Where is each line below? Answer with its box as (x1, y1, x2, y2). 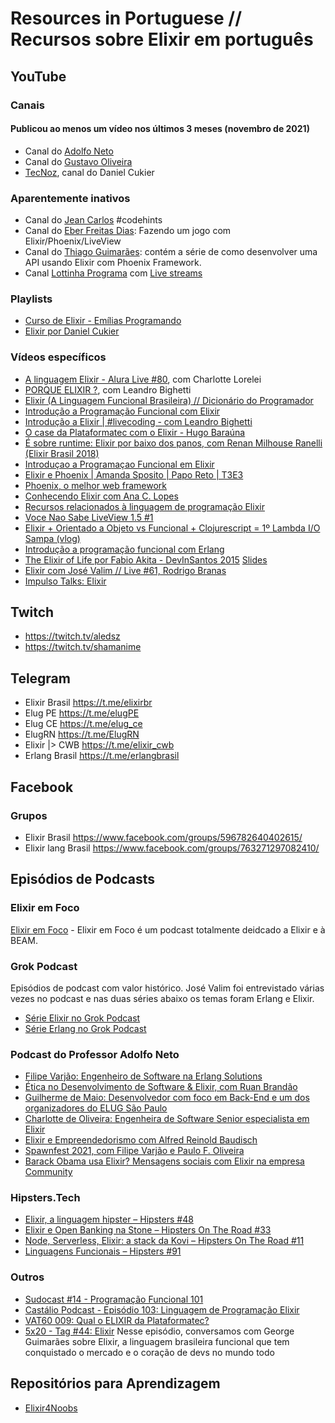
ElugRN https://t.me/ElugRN (24, 728, 140, 741)
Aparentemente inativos (10, 191, 131, 205)
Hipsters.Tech (10, 1191, 81, 1205)
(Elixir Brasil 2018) (24, 447, 100, 459)
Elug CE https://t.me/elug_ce (24, 718, 143, 730)
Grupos (10, 808, 48, 822)
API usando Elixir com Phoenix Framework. (24, 257, 202, 268)
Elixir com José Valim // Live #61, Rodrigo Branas (24, 564, 227, 576)
